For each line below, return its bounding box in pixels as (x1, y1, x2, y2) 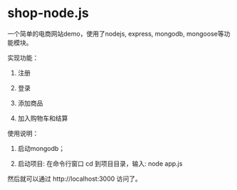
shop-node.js (7, 5, 89, 21)
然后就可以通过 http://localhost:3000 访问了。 (7, 174, 142, 183)
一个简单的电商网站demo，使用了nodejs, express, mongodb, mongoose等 (7, 29, 224, 38)
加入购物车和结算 (17, 114, 68, 122)
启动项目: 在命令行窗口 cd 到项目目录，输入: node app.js (17, 159, 183, 168)
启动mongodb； (17, 144, 65, 152)
